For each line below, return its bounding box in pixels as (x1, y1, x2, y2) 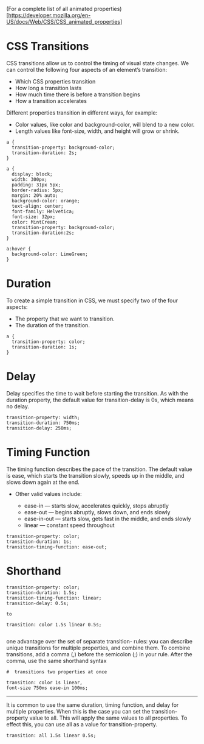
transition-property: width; (6, 414, 80, 420)
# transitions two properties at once (6, 668, 107, 675)
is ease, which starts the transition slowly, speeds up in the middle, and (6, 472, 185, 479)
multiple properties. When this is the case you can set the (6, 707, 151, 715)
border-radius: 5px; (12, 187, 64, 193)
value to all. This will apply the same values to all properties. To (29, 714, 188, 721)
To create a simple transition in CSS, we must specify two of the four (6, 297, 178, 304)
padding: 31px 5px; (12, 182, 61, 188)
